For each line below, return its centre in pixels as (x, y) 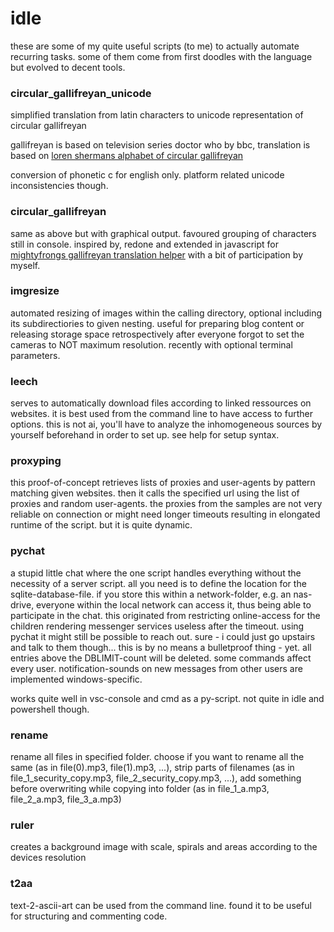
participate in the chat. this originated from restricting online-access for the (165, 615)
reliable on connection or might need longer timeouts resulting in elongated (165, 514)
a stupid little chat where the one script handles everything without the (156, 573)
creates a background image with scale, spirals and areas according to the (164, 847)
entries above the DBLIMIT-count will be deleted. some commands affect (161, 658)
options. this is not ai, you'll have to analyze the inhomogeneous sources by (166, 424)
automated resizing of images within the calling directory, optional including (166, 313)
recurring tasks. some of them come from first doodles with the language (161, 56)
